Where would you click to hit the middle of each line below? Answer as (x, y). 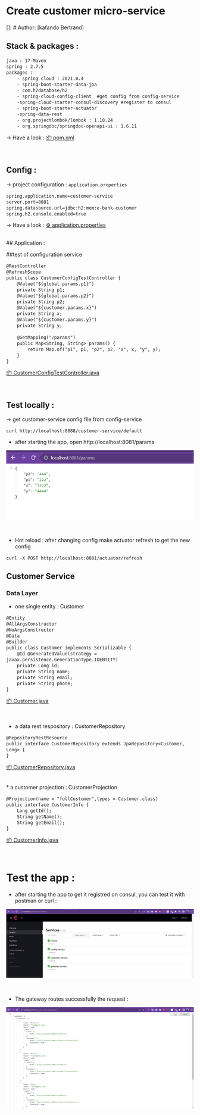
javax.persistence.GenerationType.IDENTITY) (62, 660)
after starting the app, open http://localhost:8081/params (85, 442)
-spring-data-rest (40, 114)
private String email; (45, 677)
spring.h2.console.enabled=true (46, 214)
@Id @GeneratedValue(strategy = (57, 654)
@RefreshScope (24, 272)
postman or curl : (36, 901)
